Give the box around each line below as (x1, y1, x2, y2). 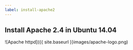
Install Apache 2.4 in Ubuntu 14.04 (5, 26, 117, 34)
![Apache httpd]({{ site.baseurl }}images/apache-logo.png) (5, 39, 128, 45)
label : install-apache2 (5, 7, 55, 12)
